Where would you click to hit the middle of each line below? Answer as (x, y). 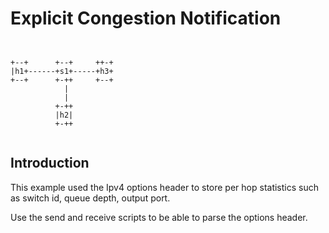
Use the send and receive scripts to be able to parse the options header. (159, 217)
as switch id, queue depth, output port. (90, 198)
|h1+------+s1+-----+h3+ (62, 71)
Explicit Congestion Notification (146, 18)
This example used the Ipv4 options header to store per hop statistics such (164, 187)
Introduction (50, 163)
